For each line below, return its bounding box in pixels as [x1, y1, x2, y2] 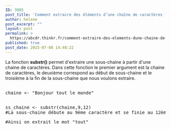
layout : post [5, 26, 33, 31]
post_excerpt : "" [5, 21, 42, 27]
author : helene [5, 17, 38, 22]
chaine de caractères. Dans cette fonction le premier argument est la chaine [5, 64, 165, 70]
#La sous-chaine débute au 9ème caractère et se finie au [5, 109, 153, 115]
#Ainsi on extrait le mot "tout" [5, 119, 89, 124]
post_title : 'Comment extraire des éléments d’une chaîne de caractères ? [5, 12, 167, 17]
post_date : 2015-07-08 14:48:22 [5, 45, 74, 50]
